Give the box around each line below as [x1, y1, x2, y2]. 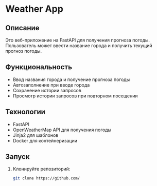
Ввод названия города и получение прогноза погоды [12, 76, 130, 82]
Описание [5, 24, 40, 32]
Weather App [5, 3, 63, 15]
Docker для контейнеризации [12, 137, 77, 143]
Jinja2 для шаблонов [12, 132, 59, 138]
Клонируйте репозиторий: [12, 166, 71, 172]
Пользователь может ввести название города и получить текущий [5, 43, 153, 49]
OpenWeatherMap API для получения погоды [12, 127, 112, 133]
